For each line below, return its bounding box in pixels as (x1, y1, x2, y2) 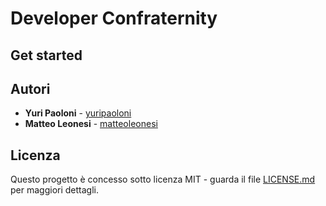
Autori (10, 80, 51, 97)
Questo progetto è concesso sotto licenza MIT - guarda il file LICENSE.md (10, 173, 316, 186)
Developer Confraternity (10, 7, 218, 30)
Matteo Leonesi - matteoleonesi (24, 118, 158, 130)
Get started (10, 47, 83, 64)
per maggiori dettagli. (10, 184, 99, 196)
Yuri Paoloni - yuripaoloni (24, 107, 132, 119)
